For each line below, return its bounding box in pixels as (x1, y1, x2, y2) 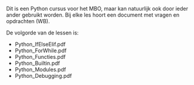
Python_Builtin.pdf (14, 59, 61, 67)
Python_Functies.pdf (14, 53, 66, 60)
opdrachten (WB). (6, 18, 50, 24)
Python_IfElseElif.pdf (14, 41, 66, 48)
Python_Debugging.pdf (14, 73, 73, 79)
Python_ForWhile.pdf (14, 47, 67, 54)
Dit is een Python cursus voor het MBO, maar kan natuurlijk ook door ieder (6, 5, 189, 12)
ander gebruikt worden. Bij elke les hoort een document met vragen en (6, 11, 180, 18)
